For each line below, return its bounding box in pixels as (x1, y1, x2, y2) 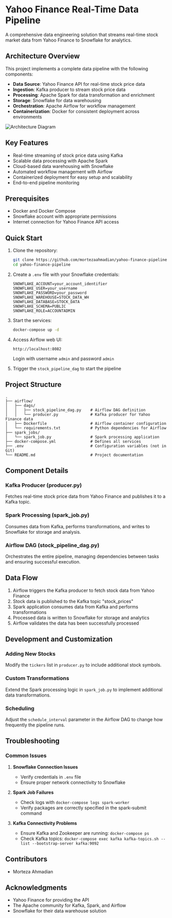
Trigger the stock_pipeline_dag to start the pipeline (12, 365, 122, 371)
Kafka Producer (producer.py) (5, 481, 82, 489)
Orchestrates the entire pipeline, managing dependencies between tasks (5, 553, 159, 559)
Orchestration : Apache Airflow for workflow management (12, 103, 136, 109)
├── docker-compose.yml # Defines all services (5, 439, 141, 444)
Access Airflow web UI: (12, 336, 63, 343)
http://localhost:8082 (12, 346, 62, 351)
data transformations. (5, 692, 51, 698)
